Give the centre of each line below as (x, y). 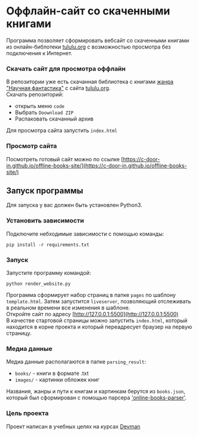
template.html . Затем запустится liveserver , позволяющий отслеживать (99, 301)
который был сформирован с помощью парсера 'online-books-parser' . (97, 398)
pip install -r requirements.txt (48, 245)
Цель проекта (28, 413)
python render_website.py (38, 284)
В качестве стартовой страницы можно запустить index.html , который (97, 320)
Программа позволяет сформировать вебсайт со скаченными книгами (98, 40)
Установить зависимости (45, 221)
